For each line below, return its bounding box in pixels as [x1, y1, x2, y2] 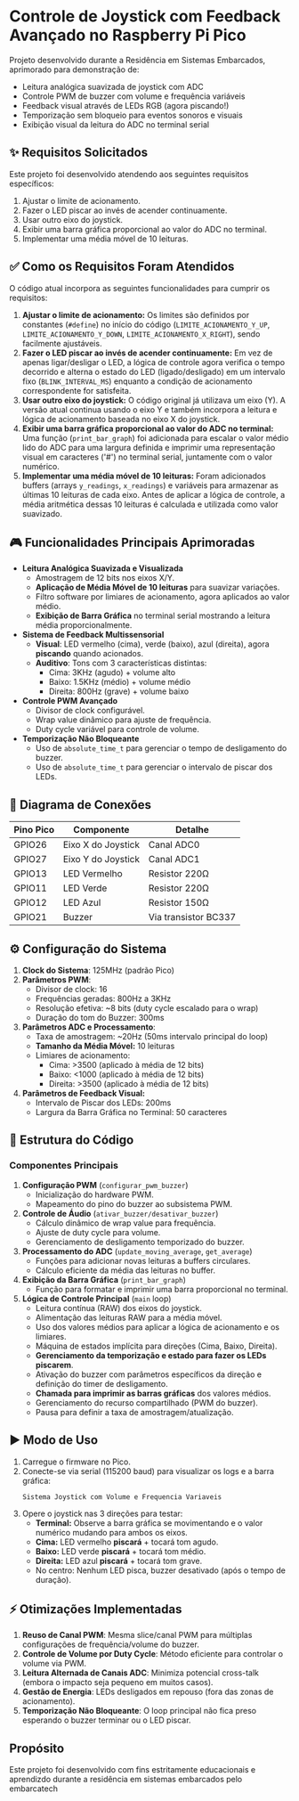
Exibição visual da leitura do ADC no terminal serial [21, 118, 210, 130]
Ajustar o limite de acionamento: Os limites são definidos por [21, 309, 250, 320]
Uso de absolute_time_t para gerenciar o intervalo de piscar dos [35, 762, 273, 772]
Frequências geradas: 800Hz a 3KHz [35, 993, 172, 1004]
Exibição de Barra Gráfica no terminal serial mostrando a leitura [35, 610, 271, 621]
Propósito [9, 1740, 65, 1756]
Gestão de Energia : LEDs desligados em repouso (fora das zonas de [21, 1686, 274, 1698]
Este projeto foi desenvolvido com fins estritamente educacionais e [9, 1764, 256, 1774]
